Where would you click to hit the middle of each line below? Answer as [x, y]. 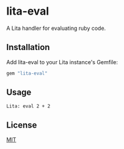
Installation [28, 47]
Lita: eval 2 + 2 [28, 106]
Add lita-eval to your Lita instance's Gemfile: [62, 62]
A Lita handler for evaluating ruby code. [56, 28]
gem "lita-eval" [27, 73]
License [22, 125]
